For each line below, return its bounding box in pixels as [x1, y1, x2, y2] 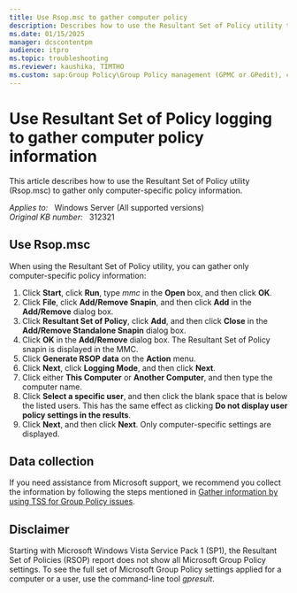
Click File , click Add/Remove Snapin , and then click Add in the [21, 296, 252, 307]
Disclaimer [9, 521, 70, 536]
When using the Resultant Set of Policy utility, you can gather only [9, 260, 249, 271]
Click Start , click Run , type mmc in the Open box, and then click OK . [21, 287, 272, 297]
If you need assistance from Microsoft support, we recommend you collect [9, 477, 281, 488]
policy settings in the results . [21, 409, 131, 420]
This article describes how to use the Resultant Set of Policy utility [9, 175, 250, 186]
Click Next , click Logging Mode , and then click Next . [21, 362, 217, 373]
